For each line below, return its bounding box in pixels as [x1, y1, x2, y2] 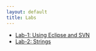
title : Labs [6, 15, 36, 21]
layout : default [6, 8, 47, 15]
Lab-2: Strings [15, 38, 52, 45]
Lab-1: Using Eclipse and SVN [15, 31, 90, 38]
